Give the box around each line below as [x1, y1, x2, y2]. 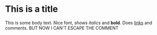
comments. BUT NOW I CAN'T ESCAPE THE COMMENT [5, 25, 119, 31]
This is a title [5, 3, 58, 15]
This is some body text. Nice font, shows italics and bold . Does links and [5, 20, 153, 26]
